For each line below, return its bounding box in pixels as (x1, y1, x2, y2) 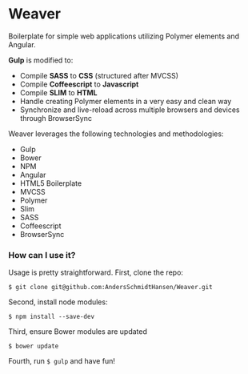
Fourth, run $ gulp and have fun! (8, 356, 116, 366)
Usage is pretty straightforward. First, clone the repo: (8, 267, 184, 277)
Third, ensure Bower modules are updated (8, 327, 148, 336)
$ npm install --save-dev (8, 313, 94, 321)
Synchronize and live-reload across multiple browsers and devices (19, 105, 240, 115)
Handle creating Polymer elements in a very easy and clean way (19, 96, 232, 106)
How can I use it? (8, 249, 76, 260)
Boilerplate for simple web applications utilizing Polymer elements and (8, 31, 240, 41)
